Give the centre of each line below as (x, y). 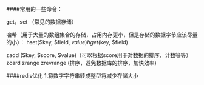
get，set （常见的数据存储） (42, 22)
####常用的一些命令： (34, 9)
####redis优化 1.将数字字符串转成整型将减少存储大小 (72, 76)
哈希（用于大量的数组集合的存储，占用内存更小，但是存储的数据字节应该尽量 (102, 35)
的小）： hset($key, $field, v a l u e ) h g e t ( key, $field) (67, 42)
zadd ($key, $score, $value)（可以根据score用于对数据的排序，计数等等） (99, 55)
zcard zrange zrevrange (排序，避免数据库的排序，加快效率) (81, 63)
